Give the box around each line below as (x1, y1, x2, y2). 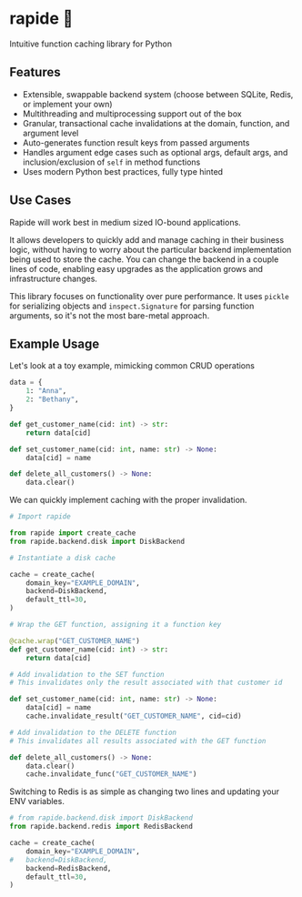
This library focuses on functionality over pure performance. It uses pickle (9, 290, 289, 301)
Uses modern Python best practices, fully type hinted (22, 166, 224, 176)
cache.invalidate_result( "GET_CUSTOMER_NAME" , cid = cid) (25, 711, 243, 721)
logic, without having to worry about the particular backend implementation (9, 244, 292, 255)
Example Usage (9, 336, 100, 351)
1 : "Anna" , (25, 387, 67, 396)
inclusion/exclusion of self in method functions (22, 156, 201, 167)
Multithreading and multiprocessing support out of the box (22, 108, 243, 119)
